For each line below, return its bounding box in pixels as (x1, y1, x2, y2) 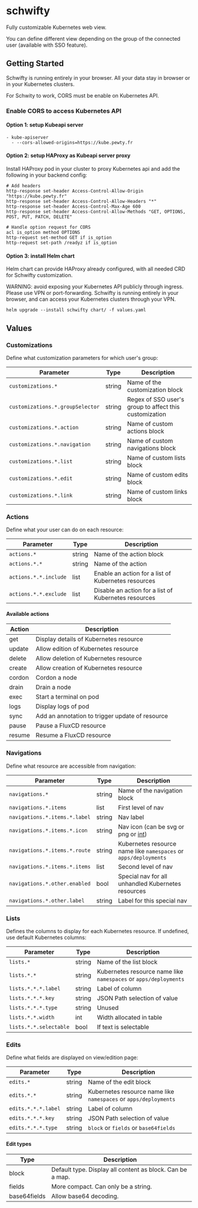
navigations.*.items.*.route (9, 847, 91, 853)
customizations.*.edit (9, 475, 72, 482)
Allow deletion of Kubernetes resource (35, 654, 143, 663)
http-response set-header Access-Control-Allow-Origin (6, 188, 144, 194)
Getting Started (6, 59, 64, 69)
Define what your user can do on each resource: (6, 526, 124, 533)
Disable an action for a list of (94, 586, 173, 595)
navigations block (127, 444, 176, 452)
